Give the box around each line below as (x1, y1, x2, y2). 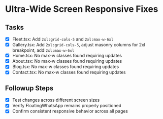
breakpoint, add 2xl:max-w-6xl (12, 47, 75, 53)
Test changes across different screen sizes (12, 97, 100, 103)
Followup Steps (5, 84, 54, 92)
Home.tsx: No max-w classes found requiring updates (12, 53, 122, 59)
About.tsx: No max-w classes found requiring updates (12, 58, 122, 64)
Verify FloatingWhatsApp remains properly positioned (12, 103, 122, 109)
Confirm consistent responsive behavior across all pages (12, 108, 128, 114)
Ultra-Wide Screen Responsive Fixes (5, 3, 159, 15)
